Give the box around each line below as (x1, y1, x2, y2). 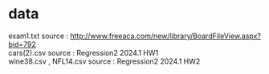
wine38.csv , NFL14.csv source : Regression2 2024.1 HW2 (8, 56, 201, 66)
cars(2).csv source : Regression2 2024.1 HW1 (8, 48, 159, 57)
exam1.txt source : (8, 31, 69, 41)
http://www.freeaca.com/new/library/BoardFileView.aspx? (69, 31, 261, 41)
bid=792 (8, 39, 36, 49)
